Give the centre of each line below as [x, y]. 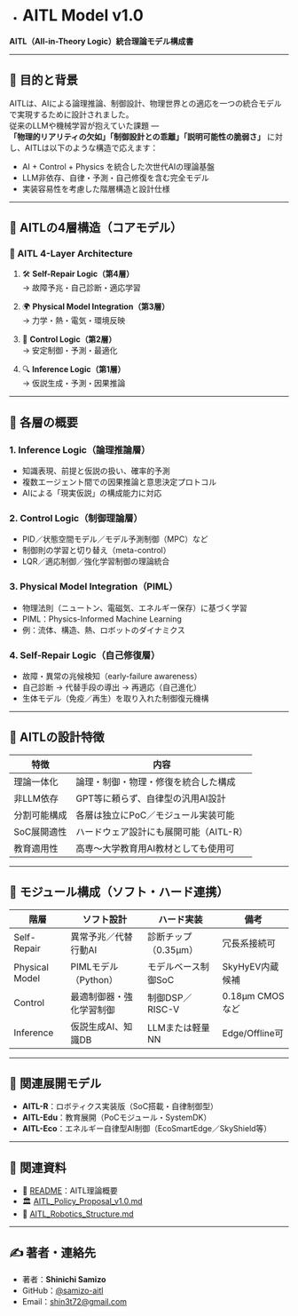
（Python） [94, 979]
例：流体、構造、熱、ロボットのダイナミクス [104, 630]
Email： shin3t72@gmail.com [74, 1302]
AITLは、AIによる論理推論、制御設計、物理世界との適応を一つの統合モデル [145, 103]
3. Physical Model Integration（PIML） [94, 587]
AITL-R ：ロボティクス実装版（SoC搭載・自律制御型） [120, 1106]
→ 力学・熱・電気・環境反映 [74, 321]
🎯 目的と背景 [43, 80]
